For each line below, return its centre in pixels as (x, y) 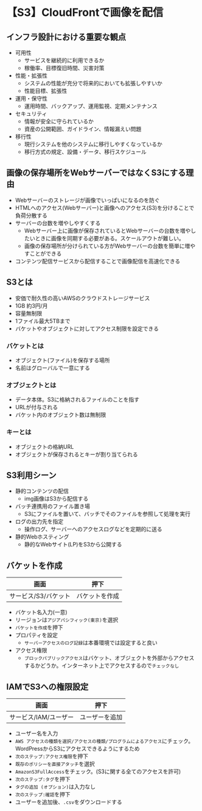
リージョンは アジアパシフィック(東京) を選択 (67, 620)
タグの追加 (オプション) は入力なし (55, 787)
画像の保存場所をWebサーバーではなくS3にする (96, 173)
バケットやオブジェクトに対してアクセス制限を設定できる (87, 328)
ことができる (46, 253)
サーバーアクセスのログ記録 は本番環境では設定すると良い (91, 643)
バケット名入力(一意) (41, 612)
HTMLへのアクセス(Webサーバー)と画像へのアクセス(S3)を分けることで (105, 207)
